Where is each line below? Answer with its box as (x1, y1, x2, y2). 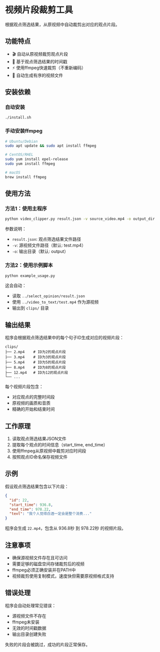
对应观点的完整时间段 (12, 394, 55, 400)
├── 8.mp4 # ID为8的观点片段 (5, 365, 66, 370)
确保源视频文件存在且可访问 (12, 555, 68, 560)
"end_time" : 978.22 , (9, 507, 51, 512)
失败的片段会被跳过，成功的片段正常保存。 (5, 641, 90, 647)
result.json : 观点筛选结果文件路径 (12, 236, 81, 242)
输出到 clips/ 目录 (12, 305, 49, 311)
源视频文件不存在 (12, 613, 47, 619)
